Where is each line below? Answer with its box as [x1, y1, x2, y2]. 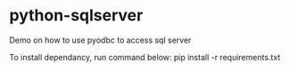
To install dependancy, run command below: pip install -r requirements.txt [9, 51, 281, 62]
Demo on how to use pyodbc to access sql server [9, 35, 192, 45]
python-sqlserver [9, 5, 144, 26]
